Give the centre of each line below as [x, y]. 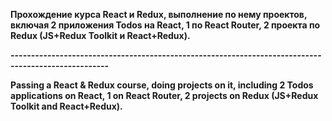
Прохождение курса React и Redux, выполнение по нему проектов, [159, 14]
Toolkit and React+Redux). [66, 106]
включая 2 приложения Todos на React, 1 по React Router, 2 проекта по [165, 25]
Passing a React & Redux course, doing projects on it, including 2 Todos [162, 85]
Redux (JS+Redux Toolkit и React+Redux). [100, 35]
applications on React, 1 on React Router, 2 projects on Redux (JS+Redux [164, 95]
